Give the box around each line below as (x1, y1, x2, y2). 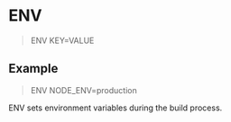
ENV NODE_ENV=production (30, 84, 137, 95)
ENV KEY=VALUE (30, 35, 95, 46)
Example (8, 61, 59, 76)
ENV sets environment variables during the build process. (8, 102, 223, 113)
